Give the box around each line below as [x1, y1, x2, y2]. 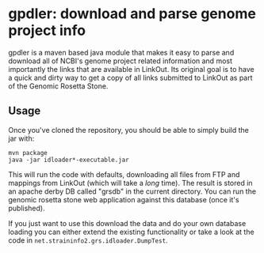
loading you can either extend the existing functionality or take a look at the [8, 227, 255, 236]
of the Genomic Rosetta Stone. [8, 81, 109, 91]
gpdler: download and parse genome [8, 5, 256, 23]
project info [8, 21, 86, 40]
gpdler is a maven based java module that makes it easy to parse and [8, 47, 235, 57]
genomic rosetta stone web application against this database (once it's [8, 194, 239, 204]
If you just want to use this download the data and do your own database [8, 218, 247, 228]
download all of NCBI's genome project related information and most [8, 56, 232, 66]
